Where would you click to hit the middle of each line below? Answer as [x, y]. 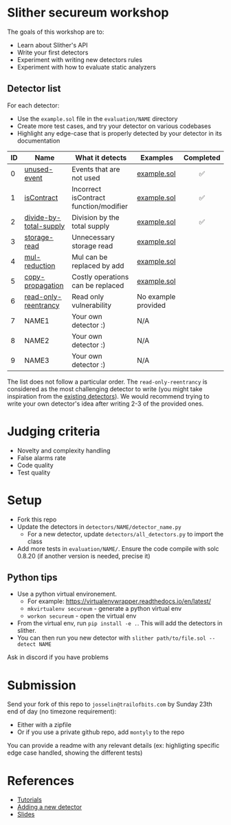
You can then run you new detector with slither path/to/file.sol [111, 638]
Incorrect [87, 189]
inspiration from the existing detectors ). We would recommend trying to [108, 396]
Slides [26, 815]
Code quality [35, 465]
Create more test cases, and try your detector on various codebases [114, 126]
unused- [39, 169]
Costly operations [100, 277]
